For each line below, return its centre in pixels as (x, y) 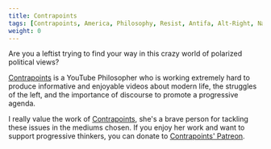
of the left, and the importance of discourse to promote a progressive (123, 95)
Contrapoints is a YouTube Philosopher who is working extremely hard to (129, 78)
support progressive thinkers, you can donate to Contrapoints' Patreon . (127, 136)
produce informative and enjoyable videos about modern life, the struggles (133, 86)
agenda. (22, 103)
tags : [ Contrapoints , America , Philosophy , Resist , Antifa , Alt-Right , (131, 23)
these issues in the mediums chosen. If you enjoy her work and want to (127, 128)
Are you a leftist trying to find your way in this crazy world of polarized (125, 54)
